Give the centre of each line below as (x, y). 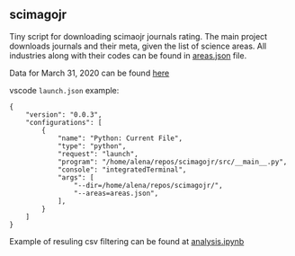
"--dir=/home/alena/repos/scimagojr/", (148, 185)
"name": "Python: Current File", (120, 138)
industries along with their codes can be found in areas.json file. (128, 55)
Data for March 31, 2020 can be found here (89, 73)
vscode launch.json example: (64, 90)
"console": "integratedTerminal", (122, 170)
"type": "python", (92, 146)
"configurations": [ (64, 122)
